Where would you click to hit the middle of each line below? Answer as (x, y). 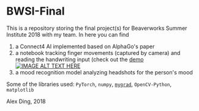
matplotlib (20, 90)
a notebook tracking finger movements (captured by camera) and (98, 52)
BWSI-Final (36, 11)
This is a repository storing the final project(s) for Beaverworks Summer (97, 28)
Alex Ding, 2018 (26, 101)
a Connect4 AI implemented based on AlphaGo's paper (85, 46)
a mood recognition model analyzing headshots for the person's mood (104, 72)
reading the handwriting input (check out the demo (79, 59)
